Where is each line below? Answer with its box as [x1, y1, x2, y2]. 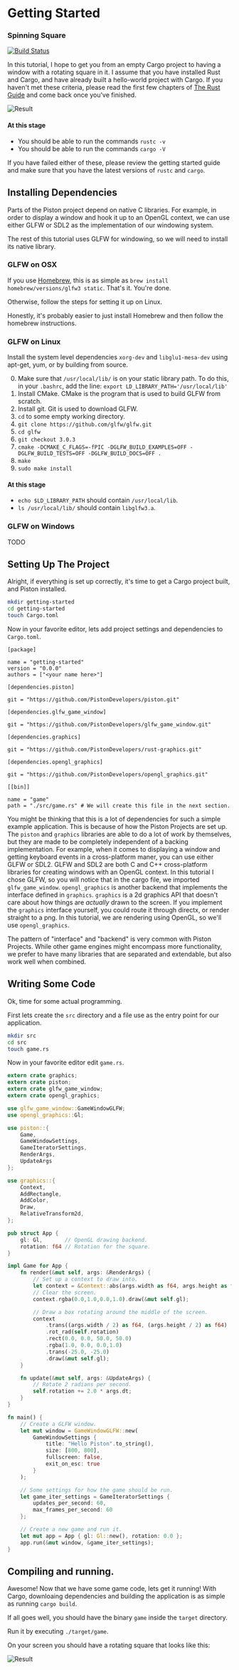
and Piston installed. [7, 585, 67, 594]
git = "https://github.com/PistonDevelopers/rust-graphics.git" [7, 746, 202, 753]
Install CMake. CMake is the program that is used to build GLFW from [17, 390, 221, 398]
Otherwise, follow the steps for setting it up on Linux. [7, 297, 162, 306]
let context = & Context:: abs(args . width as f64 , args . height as [33, 1283, 228, 1290]
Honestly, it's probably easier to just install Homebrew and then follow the [7, 311, 224, 320]
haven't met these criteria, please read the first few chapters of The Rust [7, 83, 221, 92]
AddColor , [20, 1197, 50, 1204]
